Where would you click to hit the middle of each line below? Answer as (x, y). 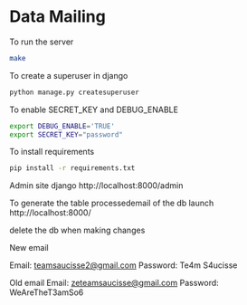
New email (29, 248)
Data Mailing (57, 17)
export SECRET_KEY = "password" (66, 134)
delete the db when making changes (77, 230)
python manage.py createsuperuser (75, 92)
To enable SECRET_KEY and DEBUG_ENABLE (94, 110)
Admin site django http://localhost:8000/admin (96, 186)
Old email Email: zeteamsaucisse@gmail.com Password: (114, 283)
